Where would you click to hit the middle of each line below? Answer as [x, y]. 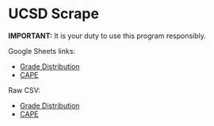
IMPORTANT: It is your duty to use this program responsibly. [107, 36]
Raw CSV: [25, 90]
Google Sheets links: [42, 51]
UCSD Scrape [53, 14]
